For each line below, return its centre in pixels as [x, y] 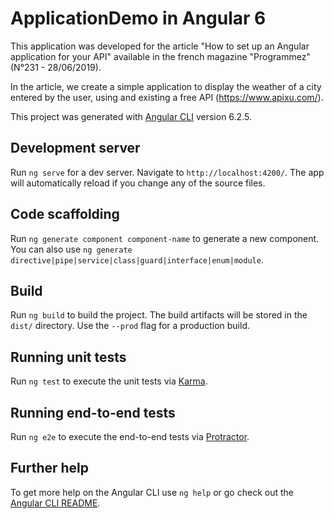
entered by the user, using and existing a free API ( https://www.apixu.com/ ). [167, 97]
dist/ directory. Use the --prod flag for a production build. [130, 326]
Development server [75, 148]
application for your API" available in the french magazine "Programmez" [160, 56]
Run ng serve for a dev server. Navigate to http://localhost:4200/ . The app [167, 172]
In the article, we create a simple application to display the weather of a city [166, 86]
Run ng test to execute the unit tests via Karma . [109, 381]
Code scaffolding [65, 214]
